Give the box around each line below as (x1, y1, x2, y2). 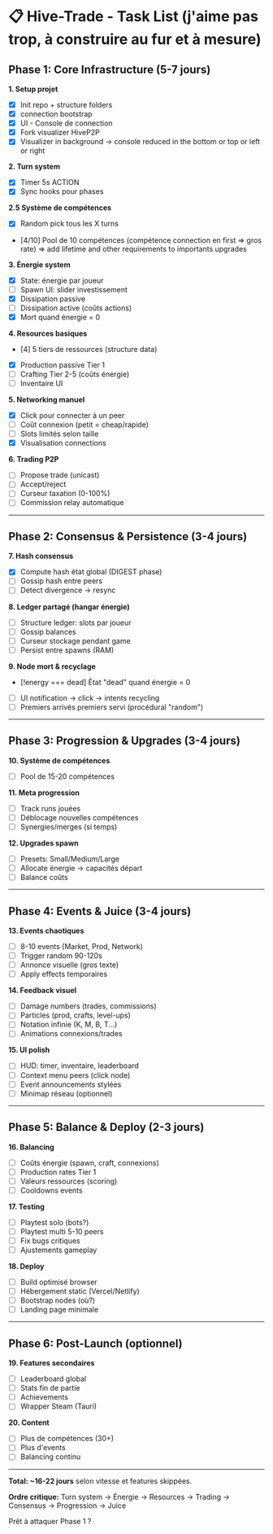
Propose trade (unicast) (19, 470, 100, 480)
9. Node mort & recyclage (8, 662, 96, 671)
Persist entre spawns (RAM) (19, 645, 115, 655)
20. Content (8, 1418, 50, 1427)
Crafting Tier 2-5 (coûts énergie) (19, 369, 130, 379)
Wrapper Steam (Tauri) (19, 1401, 97, 1411)
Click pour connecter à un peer (19, 411, 125, 420)
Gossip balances (19, 626, 76, 636)
